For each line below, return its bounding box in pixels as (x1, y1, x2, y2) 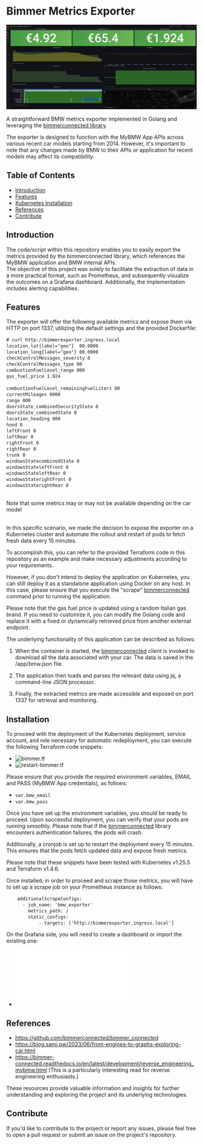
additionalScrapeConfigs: (17, 896, 83, 902)
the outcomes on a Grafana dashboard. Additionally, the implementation (6, 278, 185, 286)
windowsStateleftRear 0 (6, 470, 66, 477)
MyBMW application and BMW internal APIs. (6, 259, 117, 266)
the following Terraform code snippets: (6, 743, 103, 751)
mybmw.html (14, 1066, 47, 1074)
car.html (14, 1047, 36, 1054)
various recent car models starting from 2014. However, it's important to (6, 139, 186, 147)
